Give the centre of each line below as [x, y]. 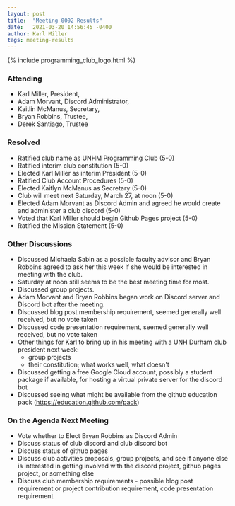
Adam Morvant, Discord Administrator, [73, 102]
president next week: [48, 350]
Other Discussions [40, 243]
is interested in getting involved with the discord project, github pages [119, 466]
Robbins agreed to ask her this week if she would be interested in [113, 267]
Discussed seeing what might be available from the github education [117, 395]
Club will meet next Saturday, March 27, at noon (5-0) [95, 195]
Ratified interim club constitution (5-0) [73, 165]
